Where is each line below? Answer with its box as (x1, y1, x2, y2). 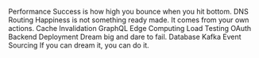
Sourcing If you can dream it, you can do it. (8, 41, 149, 50)
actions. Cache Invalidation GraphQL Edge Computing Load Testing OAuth (8, 24, 252, 33)
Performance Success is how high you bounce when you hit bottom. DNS (8, 7, 249, 16)
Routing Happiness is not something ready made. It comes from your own (8, 15, 249, 25)
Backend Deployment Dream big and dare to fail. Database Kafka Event (8, 32, 242, 41)
